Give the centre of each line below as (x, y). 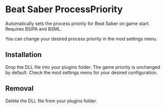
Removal (19, 88)
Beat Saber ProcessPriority (64, 9)
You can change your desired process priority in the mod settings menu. (81, 39)
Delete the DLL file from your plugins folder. (51, 101)
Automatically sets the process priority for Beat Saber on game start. (78, 23)
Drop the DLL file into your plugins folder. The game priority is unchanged (83, 67)
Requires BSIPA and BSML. (34, 29)
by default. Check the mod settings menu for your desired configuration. (81, 72)
